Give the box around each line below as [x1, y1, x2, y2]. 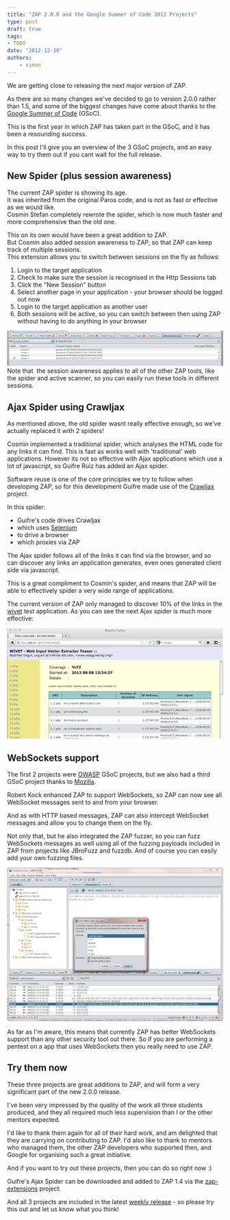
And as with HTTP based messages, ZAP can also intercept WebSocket [7, 812, 209, 820]
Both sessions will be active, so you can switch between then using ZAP [16, 309, 221, 318]
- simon [19, 62, 41, 69]
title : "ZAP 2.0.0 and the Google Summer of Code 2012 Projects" [7, 11, 197, 18]
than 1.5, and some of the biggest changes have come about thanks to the [7, 101, 216, 110]
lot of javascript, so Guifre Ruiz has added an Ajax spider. [7, 462, 169, 470]
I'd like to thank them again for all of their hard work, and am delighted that [7, 1128, 218, 1137]
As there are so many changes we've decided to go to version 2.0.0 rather [7, 95, 217, 103]
